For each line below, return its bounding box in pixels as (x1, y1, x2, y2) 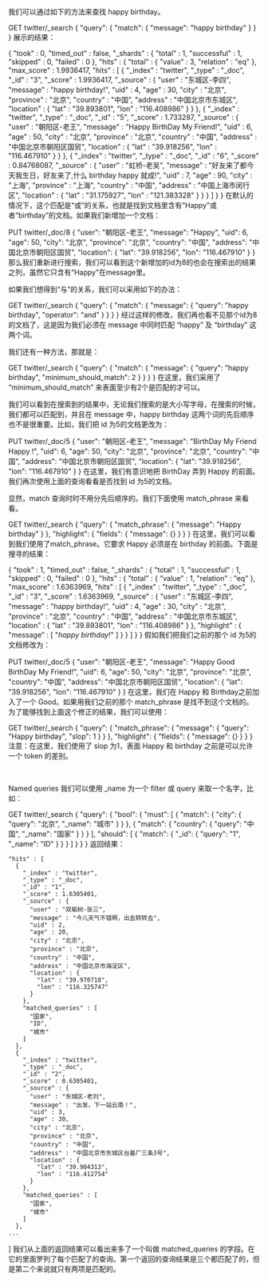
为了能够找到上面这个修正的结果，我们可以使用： (8, 707, 169, 716)
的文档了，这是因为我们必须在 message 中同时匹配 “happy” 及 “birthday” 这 (8, 320, 257, 330)
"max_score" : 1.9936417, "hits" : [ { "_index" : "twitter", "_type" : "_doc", (8, 66, 245, 74)
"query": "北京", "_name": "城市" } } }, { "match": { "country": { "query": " (8, 819, 247, 828)
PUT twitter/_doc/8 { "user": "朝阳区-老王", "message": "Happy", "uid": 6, (8, 227, 249, 237)
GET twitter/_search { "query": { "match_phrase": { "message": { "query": (8, 723, 250, 732)
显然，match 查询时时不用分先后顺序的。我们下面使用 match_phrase (8, 494, 233, 502)
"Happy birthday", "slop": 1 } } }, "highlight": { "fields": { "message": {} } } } (8, 731, 254, 741)
